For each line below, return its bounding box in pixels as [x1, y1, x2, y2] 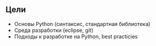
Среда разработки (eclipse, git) [14, 27, 94, 34]
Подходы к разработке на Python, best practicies [14, 32, 138, 40]
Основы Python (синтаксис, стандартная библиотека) [14, 20, 151, 27]
